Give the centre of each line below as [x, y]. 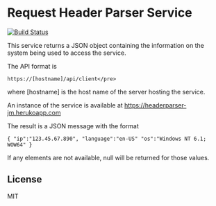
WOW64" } [20, 145]
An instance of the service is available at [65, 105]
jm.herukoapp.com [34, 112]
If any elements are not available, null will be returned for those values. [108, 157]
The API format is [32, 66]
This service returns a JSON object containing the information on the [106, 45]
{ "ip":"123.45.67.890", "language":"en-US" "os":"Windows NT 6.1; [107, 139]
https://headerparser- [155, 105]
